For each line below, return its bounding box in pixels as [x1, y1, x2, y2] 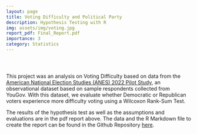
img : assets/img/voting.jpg [6, 25, 75, 31]
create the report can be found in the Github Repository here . [6, 121, 155, 128]
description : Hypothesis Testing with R [6, 19, 107, 25]
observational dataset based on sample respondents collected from [6, 85, 171, 92]
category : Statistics [6, 42, 59, 47]
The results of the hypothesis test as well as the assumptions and [6, 109, 165, 116]
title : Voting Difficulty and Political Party [6, 14, 122, 20]
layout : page [6, 8, 38, 15]
